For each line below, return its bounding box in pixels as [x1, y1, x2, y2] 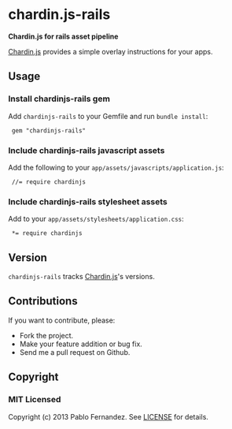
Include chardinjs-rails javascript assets [8, 144, 165, 155]
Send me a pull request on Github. [19, 347, 131, 356]
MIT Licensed [8, 394, 61, 405]
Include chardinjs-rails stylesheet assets [8, 196, 168, 207]
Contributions [8, 294, 78, 308]
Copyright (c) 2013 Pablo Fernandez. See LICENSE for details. [8, 412, 208, 421]
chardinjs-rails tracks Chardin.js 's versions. [8, 272, 155, 282]
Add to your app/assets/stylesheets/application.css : [8, 214, 185, 224]
